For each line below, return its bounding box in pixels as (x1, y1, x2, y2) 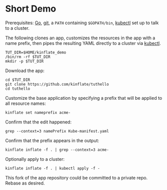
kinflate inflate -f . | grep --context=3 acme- (5, 147, 109, 152)
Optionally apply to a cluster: (5, 156, 65, 162)
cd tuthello (5, 86, 30, 91)
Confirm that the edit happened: (5, 119, 72, 125)
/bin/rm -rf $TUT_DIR (5, 54, 51, 59)
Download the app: (5, 68, 45, 74)
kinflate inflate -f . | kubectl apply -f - (5, 166, 100, 171)
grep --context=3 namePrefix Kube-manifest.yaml (5, 129, 109, 134)
